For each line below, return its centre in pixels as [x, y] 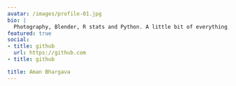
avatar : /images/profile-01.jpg [54, 14]
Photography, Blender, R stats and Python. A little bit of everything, [122, 27]
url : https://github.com [50, 53]
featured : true [29, 33]
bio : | [17, 20]
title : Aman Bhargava [39, 72]
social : [19, 40]
